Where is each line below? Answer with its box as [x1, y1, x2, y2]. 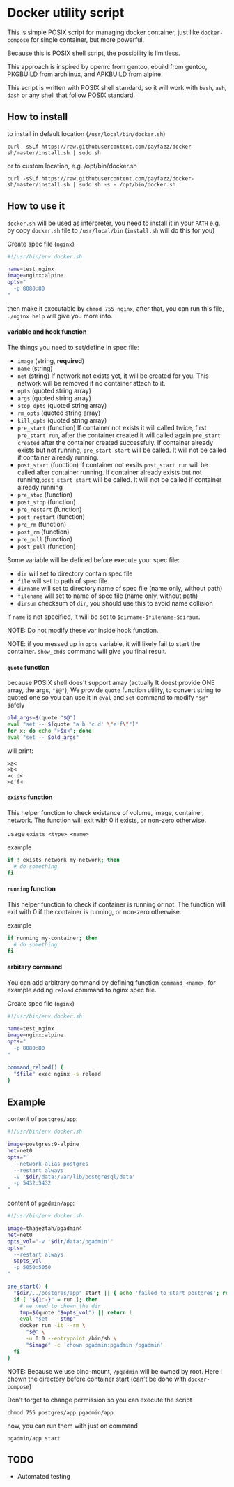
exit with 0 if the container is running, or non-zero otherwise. [7, 907, 182, 916]
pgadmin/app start [7, 1435, 61, 1442]
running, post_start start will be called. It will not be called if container [17, 476, 222, 484]
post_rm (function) [17, 527, 70, 536]
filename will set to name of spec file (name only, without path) [17, 592, 198, 600]
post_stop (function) [17, 498, 76, 506]
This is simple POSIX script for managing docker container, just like [7, 28, 200, 36]
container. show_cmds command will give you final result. [7, 647, 167, 656]
